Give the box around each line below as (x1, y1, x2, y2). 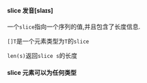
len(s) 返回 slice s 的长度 (7, 52, 78, 60)
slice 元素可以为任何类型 (7, 68, 77, 76)
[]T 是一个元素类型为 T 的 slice (7, 37, 89, 46)
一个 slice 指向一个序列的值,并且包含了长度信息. (7, 22, 141, 31)
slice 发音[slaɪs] (7, 6, 54, 14)
